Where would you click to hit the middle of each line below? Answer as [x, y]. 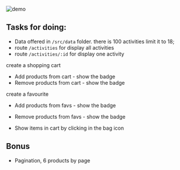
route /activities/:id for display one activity [69, 54]
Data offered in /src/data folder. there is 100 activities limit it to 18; [94, 41]
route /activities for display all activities [64, 47]
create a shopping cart [33, 65]
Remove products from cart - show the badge [70, 82]
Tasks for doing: [36, 27]
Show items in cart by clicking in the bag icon [69, 128]
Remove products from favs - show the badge [70, 116]
